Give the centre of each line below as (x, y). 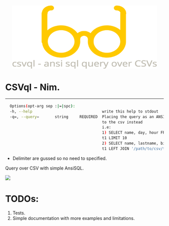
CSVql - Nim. (33, 88)
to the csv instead (122, 122)
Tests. (19, 213)
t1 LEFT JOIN (115, 149)
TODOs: (22, 199)
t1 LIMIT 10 (114, 138)
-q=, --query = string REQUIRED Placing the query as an (82, 117)
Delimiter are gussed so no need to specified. (60, 158)
